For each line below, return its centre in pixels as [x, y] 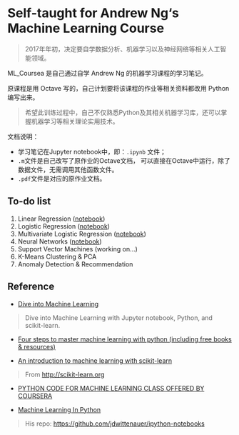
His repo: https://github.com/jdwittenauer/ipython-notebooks [115, 424]
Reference [31, 287]
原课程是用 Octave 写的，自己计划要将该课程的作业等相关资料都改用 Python [118, 88]
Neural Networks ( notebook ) [60, 241]
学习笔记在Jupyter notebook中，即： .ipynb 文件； [92, 151]
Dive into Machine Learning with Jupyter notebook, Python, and [118, 317]
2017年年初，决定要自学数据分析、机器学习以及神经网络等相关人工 [122, 49]
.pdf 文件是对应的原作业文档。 [62, 178]
